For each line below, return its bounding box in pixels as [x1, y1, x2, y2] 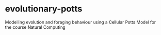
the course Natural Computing [5, 24, 65, 30]
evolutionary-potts [5, 3, 82, 14]
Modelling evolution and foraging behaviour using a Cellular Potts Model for [5, 19, 156, 25]
